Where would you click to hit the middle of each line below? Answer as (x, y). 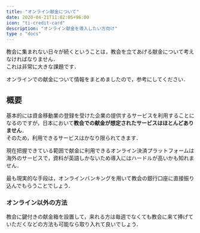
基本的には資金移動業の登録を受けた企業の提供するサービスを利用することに (100, 115)
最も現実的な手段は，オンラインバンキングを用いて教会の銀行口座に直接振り (100, 178)
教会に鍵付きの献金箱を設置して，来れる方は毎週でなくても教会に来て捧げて (100, 217)
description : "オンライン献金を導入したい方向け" (62, 28)
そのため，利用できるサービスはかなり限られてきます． (74, 137)
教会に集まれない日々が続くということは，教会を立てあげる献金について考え (100, 52)
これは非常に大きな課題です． (43, 67)
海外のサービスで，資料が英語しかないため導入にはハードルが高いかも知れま (100, 158)
